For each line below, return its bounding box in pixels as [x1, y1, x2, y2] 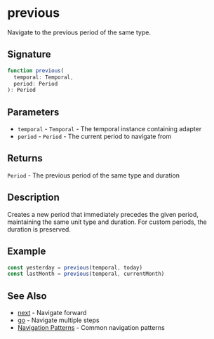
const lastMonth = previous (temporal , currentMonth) [7, 270, 165, 278]
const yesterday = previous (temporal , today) [7, 264, 142, 271]
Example [7, 246, 46, 258]
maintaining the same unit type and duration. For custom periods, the [7, 218, 207, 226]
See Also [7, 290, 47, 302]
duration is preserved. [7, 225, 72, 233]
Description [7, 192, 60, 204]
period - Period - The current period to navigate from [17, 132, 172, 141]
